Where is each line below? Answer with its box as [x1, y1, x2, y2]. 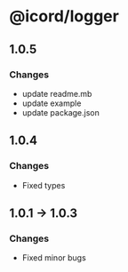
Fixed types [21, 180, 66, 190]
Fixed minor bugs [21, 252, 86, 263]
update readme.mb [21, 88, 92, 99]
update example [21, 98, 82, 108]
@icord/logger [9, 6, 120, 27]
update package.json [21, 107, 100, 117]
